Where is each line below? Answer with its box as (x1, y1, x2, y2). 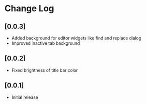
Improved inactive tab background (11, 40, 80, 46)
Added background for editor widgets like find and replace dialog (11, 35, 142, 41)
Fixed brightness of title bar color (11, 67, 78, 73)
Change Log (4, 3, 54, 14)
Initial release (11, 94, 38, 100)
